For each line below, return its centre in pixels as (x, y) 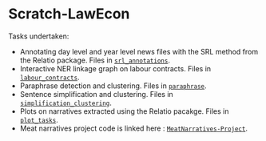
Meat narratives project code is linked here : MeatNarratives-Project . (133, 128)
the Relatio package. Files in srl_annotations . (95, 60)
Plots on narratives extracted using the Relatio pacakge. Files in (124, 111)
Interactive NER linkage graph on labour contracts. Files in (115, 68)
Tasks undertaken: (39, 36)
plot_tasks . (39, 119)
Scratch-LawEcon (69, 14)
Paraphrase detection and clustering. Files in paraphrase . (113, 86)
